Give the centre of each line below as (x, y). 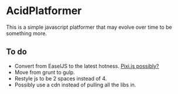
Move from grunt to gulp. (44, 72)
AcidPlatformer (44, 11)
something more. (27, 33)
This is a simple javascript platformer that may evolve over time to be (89, 27)
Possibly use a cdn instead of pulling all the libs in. (75, 85)
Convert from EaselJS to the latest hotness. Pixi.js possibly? (87, 66)
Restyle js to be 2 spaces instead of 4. (61, 78)
